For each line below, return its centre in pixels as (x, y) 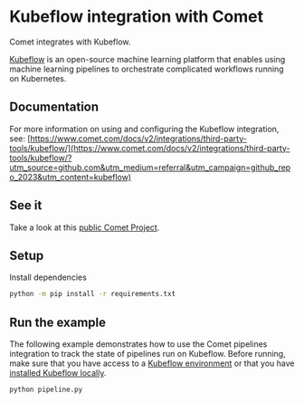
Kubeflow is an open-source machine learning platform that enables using (147, 59)
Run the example (58, 322)
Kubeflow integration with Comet (137, 17)
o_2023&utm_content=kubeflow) (71, 177)
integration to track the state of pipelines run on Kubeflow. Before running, (148, 354)
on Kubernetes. (38, 78)
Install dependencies (48, 277)
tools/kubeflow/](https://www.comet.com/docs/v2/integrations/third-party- (150, 148)
